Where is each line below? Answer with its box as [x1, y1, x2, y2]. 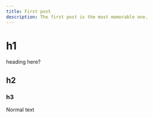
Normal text [6, 106, 35, 113]
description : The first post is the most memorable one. [6, 14, 148, 20]
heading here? [6, 58, 41, 65]
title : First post [6, 8, 51, 15]
